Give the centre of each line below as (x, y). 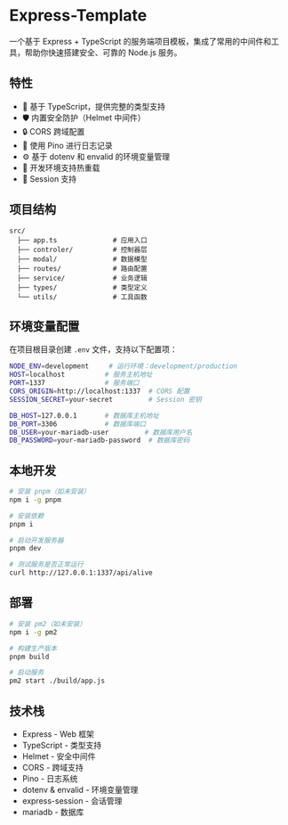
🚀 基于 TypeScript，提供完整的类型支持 (94, 106)
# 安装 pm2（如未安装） (48, 624)
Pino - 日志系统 (50, 778)
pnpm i (21, 524)
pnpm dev (25, 549)
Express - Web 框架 (58, 734)
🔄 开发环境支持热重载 (61, 167)
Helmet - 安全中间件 (59, 756)
